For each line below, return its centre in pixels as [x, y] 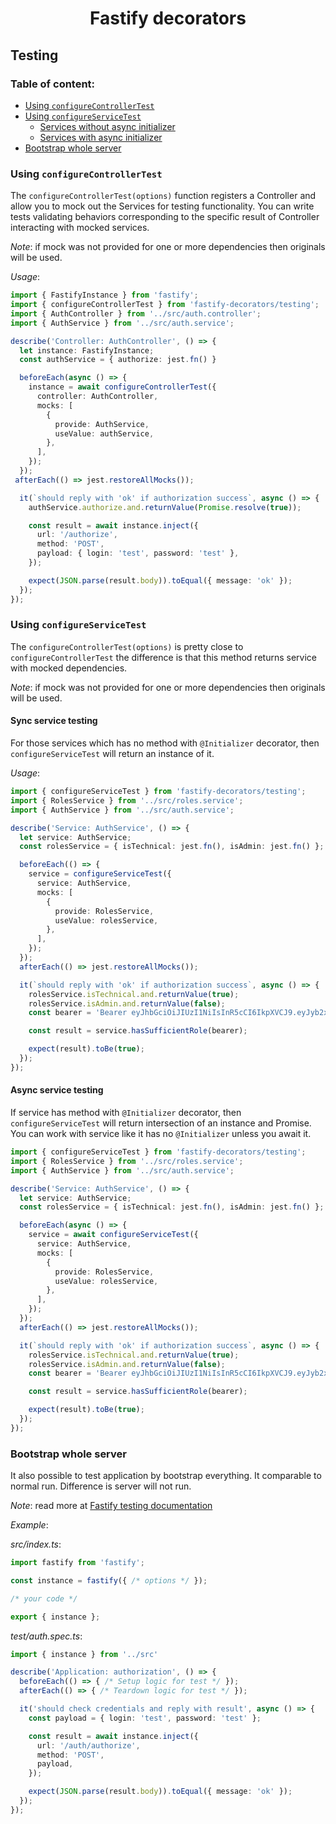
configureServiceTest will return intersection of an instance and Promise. [161, 1123]
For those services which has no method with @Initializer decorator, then [165, 743]
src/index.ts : [36, 1544]
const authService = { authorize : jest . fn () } [118, 360]
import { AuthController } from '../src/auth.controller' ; [136, 313]
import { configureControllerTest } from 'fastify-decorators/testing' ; [165, 305]
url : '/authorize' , [77, 535]
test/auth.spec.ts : [46, 1636]
